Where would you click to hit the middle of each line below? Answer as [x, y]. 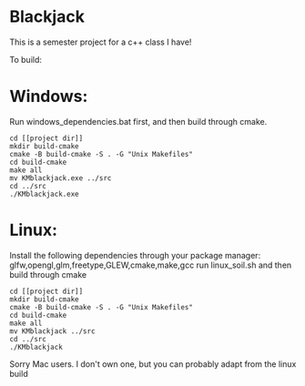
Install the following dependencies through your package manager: [135, 255]
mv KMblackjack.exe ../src [61, 178]
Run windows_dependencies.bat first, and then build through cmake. [138, 121]
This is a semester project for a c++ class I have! [101, 42]
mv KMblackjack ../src [52, 331]
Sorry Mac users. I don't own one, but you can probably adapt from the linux [153, 364]
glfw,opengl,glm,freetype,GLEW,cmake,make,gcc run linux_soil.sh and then [151, 265]
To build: [26, 59]
